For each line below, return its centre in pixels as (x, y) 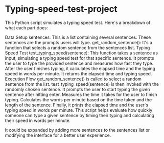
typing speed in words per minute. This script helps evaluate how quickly (79, 110)
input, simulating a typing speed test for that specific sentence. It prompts (80, 58)
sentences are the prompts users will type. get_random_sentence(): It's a (79, 42)
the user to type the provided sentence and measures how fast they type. (79, 63)
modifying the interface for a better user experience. (58, 135)
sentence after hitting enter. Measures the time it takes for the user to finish (81, 95)
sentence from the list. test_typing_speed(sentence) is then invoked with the (82, 84)
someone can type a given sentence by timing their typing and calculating (80, 115)
